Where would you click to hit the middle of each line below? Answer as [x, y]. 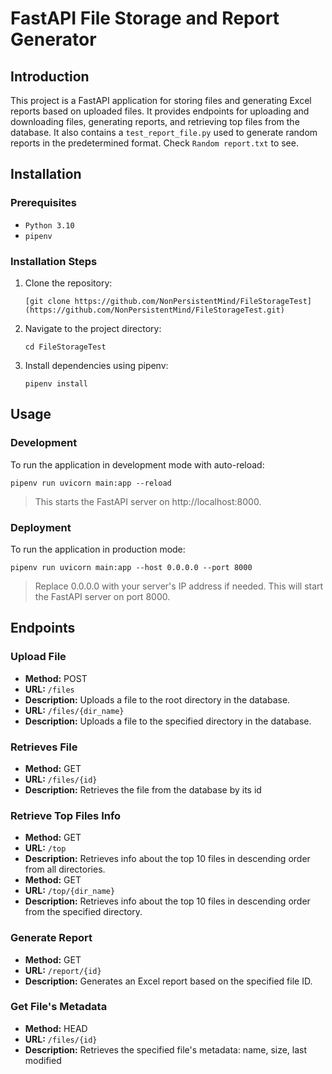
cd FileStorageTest [65, 347]
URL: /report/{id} [63, 970]
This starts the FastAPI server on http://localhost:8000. [148, 501]
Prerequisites [43, 203]
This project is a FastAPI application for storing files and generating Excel [161, 100]
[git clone [47, 301]
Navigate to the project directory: [93, 328]
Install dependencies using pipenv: [96, 365]
